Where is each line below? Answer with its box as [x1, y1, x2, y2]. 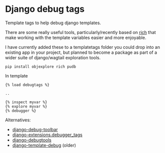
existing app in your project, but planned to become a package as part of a [5, 49, 157, 55]
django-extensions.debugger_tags [12, 132, 82, 138]
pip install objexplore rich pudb [5, 64, 77, 69]
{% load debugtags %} [5, 82, 50, 87]
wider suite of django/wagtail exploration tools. [5, 54, 101, 60]
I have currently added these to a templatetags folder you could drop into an [5, 44, 161, 50]
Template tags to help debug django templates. [5, 20, 101, 26]
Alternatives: [5, 117, 31, 123]
